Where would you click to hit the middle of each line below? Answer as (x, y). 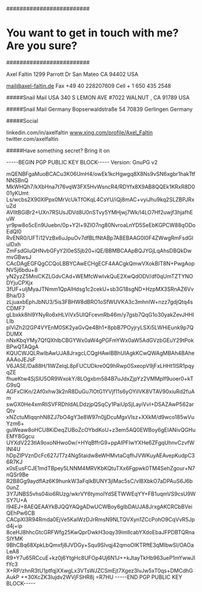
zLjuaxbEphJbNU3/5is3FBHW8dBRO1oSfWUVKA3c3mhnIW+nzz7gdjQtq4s (100, 302)
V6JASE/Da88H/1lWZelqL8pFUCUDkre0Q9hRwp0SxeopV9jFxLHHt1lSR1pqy (100, 366)
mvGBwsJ (19, 257)
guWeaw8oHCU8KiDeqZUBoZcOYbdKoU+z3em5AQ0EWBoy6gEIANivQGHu (101, 429)
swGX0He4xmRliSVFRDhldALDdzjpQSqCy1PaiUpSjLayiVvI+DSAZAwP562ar (100, 404)
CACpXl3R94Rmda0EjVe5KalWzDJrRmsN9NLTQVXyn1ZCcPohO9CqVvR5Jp (101, 519)
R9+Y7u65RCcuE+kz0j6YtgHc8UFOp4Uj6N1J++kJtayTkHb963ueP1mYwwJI (101, 558)
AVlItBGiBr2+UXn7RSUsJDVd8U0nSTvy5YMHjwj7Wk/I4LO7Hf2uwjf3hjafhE (100, 212)
